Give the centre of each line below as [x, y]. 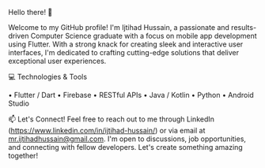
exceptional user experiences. [57, 61]
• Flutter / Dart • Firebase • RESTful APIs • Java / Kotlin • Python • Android [131, 95]
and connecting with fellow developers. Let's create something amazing [125, 147]
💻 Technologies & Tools [48, 77]
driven [19, 36]
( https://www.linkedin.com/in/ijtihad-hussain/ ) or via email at [107, 131]
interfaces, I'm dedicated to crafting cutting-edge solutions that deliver [124, 52]
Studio [19, 103]
